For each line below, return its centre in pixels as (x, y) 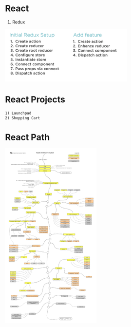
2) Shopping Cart (23, 118)
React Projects (35, 100)
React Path (28, 137)
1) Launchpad (18, 113)
